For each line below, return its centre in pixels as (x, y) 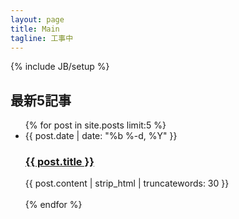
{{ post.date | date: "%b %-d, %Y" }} (101, 136)
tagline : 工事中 (42, 38)
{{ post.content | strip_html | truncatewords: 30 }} (127, 183)
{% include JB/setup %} (60, 67)
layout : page (37, 19)
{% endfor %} (53, 205)
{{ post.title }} (59, 162)
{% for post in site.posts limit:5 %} (95, 125)
